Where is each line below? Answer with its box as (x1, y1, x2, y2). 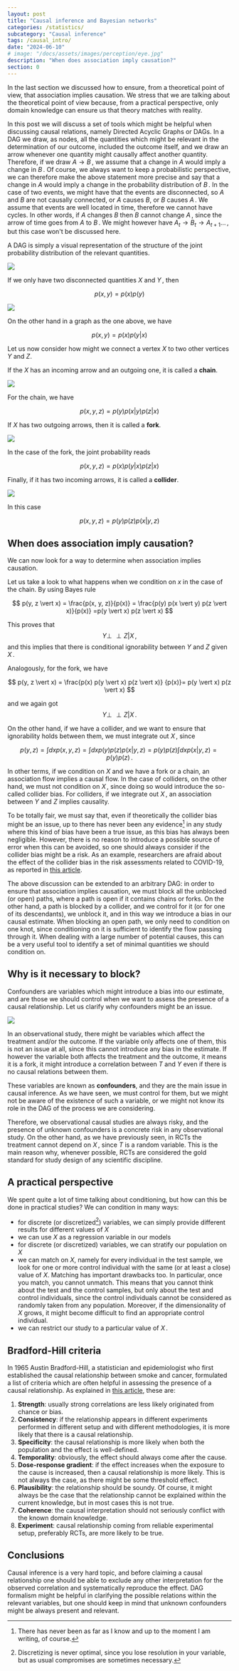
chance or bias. (17, 1407, 64, 1416)
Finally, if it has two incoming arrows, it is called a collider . (7, 476, 179, 484)
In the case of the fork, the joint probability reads (7, 448, 151, 456)
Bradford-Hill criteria (7, 1344, 102, 1356)
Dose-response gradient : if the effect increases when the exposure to (17, 1460, 225, 1469)
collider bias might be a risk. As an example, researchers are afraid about (7, 850, 222, 859)
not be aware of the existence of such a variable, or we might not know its (7, 1096, 225, 1105)
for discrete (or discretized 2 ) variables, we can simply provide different (17, 1217, 226, 1227)
